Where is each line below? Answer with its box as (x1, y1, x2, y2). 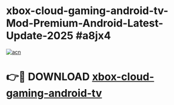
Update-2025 (6, 29, 73, 42)
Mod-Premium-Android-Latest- (6, 16, 163, 30)
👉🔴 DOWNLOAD (6, 70, 90, 83)
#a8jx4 (75, 29, 111, 42)
